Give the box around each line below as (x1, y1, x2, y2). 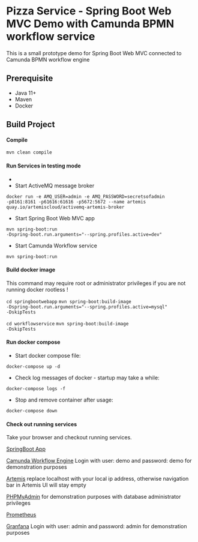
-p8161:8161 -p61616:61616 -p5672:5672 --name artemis (6, 199, 146, 205)
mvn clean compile (6, 149, 52, 155)
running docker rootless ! (6, 286, 68, 293)
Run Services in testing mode (6, 162, 81, 169)
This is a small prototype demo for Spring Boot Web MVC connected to (6, 49, 182, 56)
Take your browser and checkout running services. (6, 434, 132, 441)
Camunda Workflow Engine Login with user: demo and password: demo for (6, 457, 192, 465)
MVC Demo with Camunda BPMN (6, 17, 175, 31)
